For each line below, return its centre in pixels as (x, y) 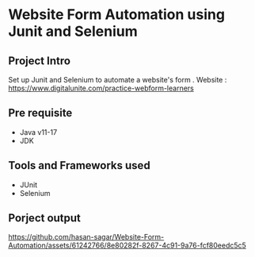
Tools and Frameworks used (79, 165)
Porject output (45, 219)
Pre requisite (40, 113)
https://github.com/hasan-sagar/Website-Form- (86, 237)
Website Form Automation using (117, 15)
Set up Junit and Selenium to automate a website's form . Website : (118, 80)
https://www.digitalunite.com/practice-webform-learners (101, 88)
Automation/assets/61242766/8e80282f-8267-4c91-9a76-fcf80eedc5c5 (127, 245)
